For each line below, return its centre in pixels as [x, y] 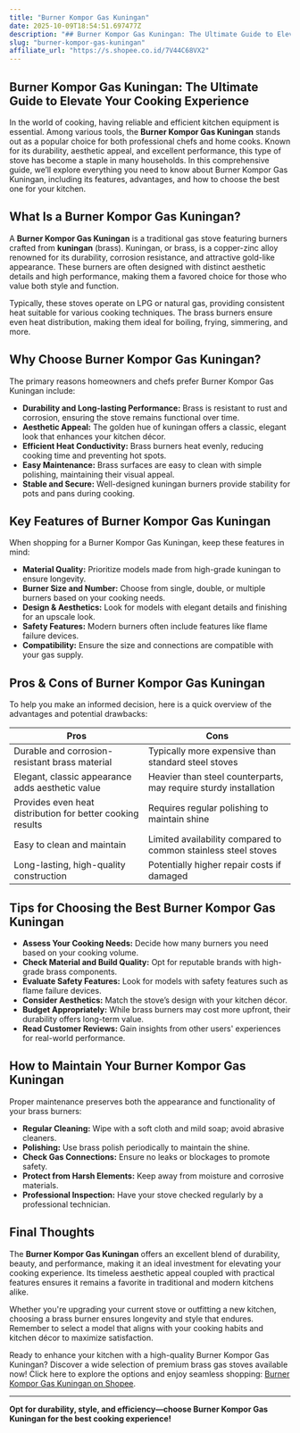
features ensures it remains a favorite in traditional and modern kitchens [142, 1282]
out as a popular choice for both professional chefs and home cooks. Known [150, 141]
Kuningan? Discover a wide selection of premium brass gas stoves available [149, 1364]
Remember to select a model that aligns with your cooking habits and [136, 1328]
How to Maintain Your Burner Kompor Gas [128, 1066]
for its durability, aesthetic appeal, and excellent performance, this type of [145, 150]
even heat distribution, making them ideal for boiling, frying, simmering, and [149, 321]
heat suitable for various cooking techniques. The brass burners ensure [141, 312]
